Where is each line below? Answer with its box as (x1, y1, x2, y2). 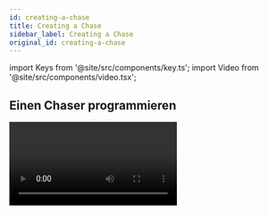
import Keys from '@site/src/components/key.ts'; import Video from (9, 62, 259, 73)
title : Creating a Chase (9, 21, 102, 30)
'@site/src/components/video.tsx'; (9, 72, 137, 83)
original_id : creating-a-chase (9, 37, 126, 47)
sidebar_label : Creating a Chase (9, 29, 134, 38)
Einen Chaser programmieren (9, 97, 177, 112)
